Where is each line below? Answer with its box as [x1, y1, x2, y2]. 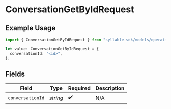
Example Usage [5, 24, 56, 32]
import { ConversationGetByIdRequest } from [5, 37, 101, 42]
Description [95, 85, 125, 92]
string [49, 94, 64, 101]
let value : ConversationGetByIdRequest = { [5, 46, 99, 51]
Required [68, 85, 91, 92]
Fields [5, 69, 25, 78]
